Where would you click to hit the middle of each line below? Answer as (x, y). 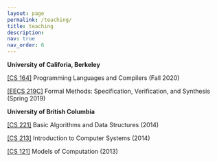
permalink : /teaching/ (39, 20)
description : (26, 32)
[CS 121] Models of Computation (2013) (62, 151)
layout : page (26, 13)
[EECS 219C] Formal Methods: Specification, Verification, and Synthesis (109, 91)
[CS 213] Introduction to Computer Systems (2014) (79, 138)
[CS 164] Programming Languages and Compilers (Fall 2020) (93, 78)
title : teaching (30, 26)
